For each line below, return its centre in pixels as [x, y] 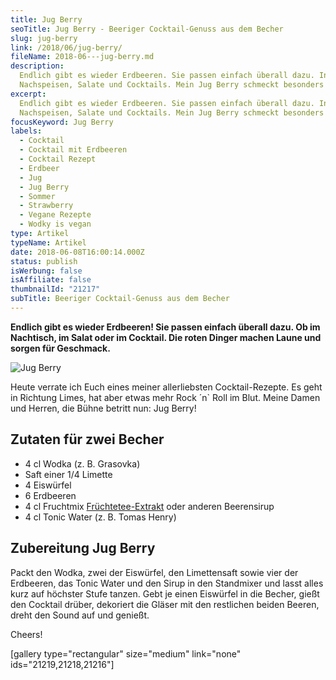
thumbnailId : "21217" [55, 289]
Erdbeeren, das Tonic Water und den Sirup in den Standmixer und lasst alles [167, 583]
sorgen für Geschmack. [60, 348]
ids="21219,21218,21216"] [62, 664]
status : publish [44, 261]
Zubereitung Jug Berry [83, 548]
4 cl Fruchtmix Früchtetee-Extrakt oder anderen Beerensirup [149, 506]
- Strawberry [46, 206]
